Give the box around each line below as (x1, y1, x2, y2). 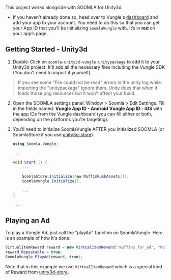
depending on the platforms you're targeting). (12, 116, 109, 122)
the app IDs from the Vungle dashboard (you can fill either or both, (12, 110, 153, 117)
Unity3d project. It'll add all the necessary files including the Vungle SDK (12, 64, 165, 70)
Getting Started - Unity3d (5, 45, 88, 54)
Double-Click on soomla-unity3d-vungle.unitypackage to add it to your (12, 59, 160, 65)
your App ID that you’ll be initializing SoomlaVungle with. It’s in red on (12, 25, 155, 31)
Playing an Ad (5, 216, 50, 225)
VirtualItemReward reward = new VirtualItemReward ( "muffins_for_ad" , (5, 245, 156, 250)
